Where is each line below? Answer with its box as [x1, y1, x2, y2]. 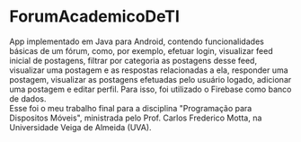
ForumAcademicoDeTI [9, 6, 180, 27]
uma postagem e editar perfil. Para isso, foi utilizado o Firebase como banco [9, 84, 292, 94]
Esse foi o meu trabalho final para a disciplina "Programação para [9, 102, 252, 113]
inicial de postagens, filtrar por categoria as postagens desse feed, [9, 55, 258, 66]
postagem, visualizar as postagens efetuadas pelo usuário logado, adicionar [9, 74, 292, 84]
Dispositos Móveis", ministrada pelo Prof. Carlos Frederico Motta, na [9, 112, 262, 123]
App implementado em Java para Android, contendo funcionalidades [9, 36, 265, 47]
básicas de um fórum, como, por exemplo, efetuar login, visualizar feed [9, 45, 273, 56]
